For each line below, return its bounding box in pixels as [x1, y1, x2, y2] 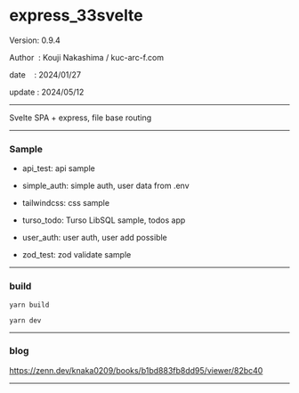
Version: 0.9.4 [9, 35, 61, 45]
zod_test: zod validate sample [21, 250, 132, 260]
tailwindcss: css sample [21, 198, 109, 209]
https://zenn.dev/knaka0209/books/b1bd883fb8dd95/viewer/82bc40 [9, 364, 263, 375]
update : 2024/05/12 [9, 86, 85, 97]
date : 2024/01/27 [9, 69, 82, 80]
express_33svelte [9, 5, 144, 26]
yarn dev [9, 315, 42, 325]
